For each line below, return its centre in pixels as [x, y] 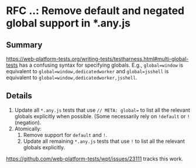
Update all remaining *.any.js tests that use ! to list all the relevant [104, 141]
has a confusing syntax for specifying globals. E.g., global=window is [101, 65]
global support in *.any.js [68, 23]
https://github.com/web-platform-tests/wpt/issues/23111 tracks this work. [94, 159]
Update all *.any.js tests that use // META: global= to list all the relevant [102, 110]
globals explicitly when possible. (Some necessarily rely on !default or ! [102, 116]
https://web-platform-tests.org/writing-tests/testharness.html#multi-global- [97, 59]
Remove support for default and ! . [65, 135]
